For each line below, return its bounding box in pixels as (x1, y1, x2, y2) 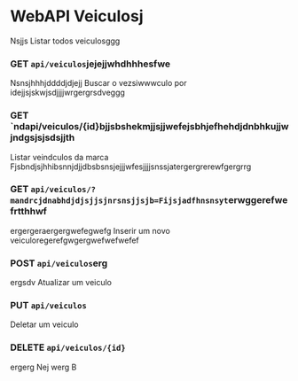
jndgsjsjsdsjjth (10, 131, 75, 144)
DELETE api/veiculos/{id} (10, 341, 127, 354)
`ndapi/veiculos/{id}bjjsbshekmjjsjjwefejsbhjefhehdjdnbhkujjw (10, 121, 289, 133)
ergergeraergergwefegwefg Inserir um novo (10, 225, 171, 236)
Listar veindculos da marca (10, 152, 109, 162)
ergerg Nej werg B (10, 362, 77, 372)
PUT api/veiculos (10, 299, 87, 312)
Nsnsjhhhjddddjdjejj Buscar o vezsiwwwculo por (10, 78, 187, 89)
